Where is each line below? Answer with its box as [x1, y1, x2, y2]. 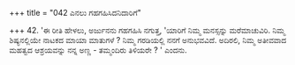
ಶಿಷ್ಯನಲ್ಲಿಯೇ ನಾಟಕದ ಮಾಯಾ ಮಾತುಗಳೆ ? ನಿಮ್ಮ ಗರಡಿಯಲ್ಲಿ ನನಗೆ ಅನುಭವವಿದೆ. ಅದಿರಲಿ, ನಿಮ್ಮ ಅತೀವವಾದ [9, 35, 287, 45]
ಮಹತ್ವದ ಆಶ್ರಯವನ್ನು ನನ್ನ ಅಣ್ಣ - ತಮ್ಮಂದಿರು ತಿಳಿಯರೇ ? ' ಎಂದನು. [9, 45, 187, 55]
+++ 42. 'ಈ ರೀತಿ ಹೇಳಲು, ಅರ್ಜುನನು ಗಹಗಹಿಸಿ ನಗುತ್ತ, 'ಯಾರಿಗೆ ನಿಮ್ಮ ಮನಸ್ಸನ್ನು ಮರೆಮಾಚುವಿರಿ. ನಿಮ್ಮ [9, 25, 285, 35]
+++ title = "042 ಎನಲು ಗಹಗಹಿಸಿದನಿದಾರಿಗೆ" [9, 8, 141, 18]
